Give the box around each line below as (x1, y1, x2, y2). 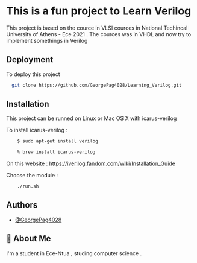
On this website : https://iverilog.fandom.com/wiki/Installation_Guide (6, 160, 176, 167)
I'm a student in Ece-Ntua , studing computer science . (6, 249, 142, 257)
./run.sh (17, 183, 39, 189)
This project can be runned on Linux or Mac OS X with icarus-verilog (6, 115, 177, 122)
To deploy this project (6, 71, 60, 78)
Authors (6, 200, 38, 211)
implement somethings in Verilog (6, 37, 88, 44)
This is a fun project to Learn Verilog (6, 4, 192, 18)
